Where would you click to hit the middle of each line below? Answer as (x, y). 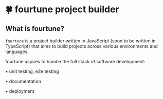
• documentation (23, 81)
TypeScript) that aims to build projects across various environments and (81, 46)
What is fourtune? (35, 28)
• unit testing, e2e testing (32, 71)
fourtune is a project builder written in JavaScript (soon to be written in (80, 41)
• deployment (20, 91)
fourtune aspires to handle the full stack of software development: (75, 61)
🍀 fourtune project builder (62, 9)
